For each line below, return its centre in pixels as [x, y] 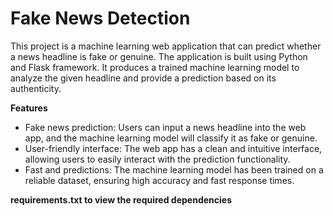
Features [29, 108]
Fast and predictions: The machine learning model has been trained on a [174, 169]
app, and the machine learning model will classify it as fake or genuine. [171, 138]
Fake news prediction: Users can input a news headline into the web [165, 127]
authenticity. [36, 88]
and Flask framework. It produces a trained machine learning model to [155, 67]
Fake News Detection [100, 18]
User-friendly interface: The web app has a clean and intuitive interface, [173, 148]
